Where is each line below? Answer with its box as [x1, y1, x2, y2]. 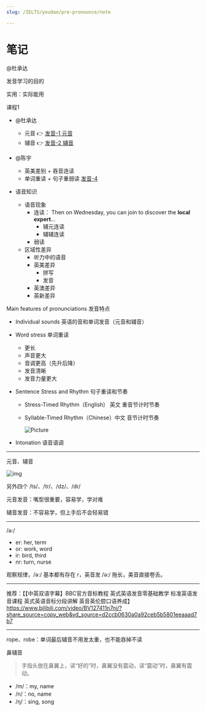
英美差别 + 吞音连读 [24, 167, 75, 174]
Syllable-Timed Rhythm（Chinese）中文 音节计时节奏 [24, 414, 159, 421]
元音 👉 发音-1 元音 [24, 130, 73, 137]
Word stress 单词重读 [15, 331, 69, 338]
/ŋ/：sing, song [15, 697, 55, 705]
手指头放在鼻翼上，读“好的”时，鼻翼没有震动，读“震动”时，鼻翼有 [21, 661, 187, 669]
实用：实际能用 [6, 90, 44, 98]
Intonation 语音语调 [15, 438, 64, 446]
